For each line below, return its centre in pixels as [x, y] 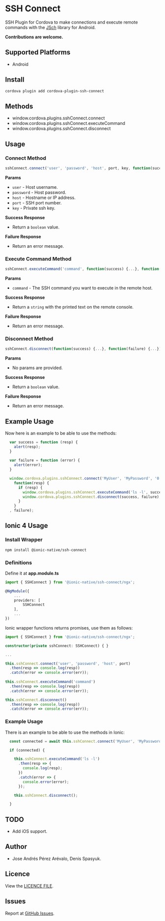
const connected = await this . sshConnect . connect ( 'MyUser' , [72, 741]
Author [16, 847]
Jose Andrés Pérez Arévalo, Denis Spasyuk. [57, 859]
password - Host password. [39, 192]
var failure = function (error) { [45, 460]
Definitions [19, 562]
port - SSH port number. [37, 202]
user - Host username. [35, 187]
